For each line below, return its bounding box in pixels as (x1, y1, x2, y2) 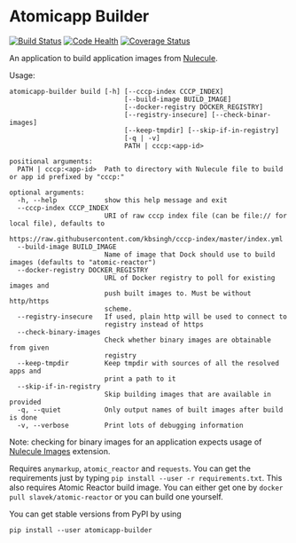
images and (9, 281, 50, 290)
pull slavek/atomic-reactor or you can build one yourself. (9, 491, 223, 502)
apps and (9, 366, 42, 375)
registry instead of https (104, 319, 204, 329)
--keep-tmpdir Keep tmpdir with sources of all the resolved (17, 358, 279, 367)
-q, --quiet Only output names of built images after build (17, 405, 284, 414)
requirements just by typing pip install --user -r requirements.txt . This (9, 472, 283, 483)
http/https (9, 296, 50, 305)
